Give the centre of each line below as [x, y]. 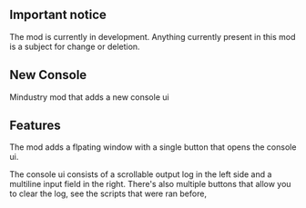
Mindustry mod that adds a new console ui [90, 97]
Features [35, 126]
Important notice [58, 15]
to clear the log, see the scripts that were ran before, [108, 193]
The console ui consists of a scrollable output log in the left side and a [141, 174]
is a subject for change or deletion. [75, 46]
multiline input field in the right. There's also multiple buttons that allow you [150, 184]
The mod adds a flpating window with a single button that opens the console [153, 147]
